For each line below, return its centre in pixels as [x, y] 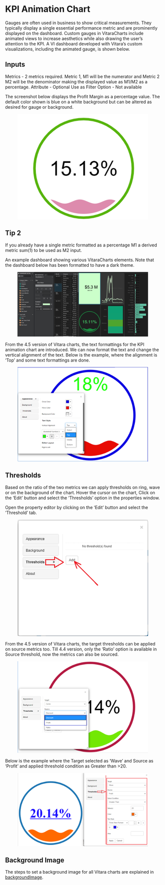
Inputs [15, 64]
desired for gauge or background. [39, 107]
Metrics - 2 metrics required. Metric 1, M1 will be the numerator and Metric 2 [82, 76]
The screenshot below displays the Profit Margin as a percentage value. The [82, 96]
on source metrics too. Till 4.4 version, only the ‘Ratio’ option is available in [81, 649]
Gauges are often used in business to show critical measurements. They [78, 23]
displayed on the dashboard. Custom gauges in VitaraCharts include [74, 33]
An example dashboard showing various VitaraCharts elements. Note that [80, 260]
